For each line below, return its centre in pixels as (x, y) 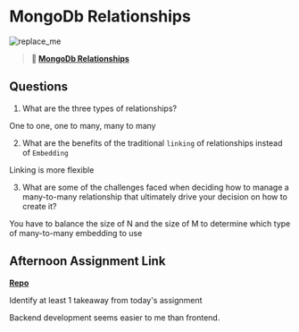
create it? (39, 206)
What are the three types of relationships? (99, 108)
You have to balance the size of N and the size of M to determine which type (150, 223)
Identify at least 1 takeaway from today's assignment (106, 300)
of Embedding (45, 152)
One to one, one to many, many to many (83, 125)
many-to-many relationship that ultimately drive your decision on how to (155, 196)
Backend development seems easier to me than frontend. (115, 317)
